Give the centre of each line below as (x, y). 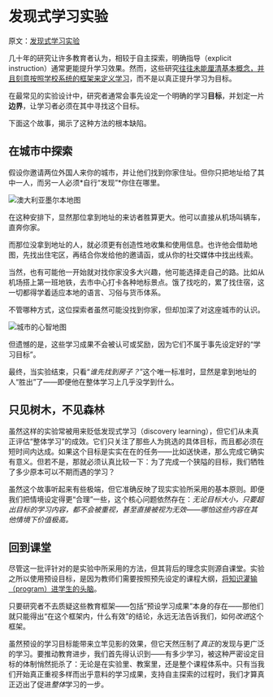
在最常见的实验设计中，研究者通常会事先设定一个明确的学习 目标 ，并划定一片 (136, 95)
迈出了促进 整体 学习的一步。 (61, 685)
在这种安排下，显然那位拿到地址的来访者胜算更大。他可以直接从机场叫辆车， (136, 217)
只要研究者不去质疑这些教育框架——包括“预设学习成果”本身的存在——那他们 (136, 606)
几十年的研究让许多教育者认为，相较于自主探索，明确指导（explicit (120, 58)
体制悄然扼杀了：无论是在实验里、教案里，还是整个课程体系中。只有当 (140, 664)
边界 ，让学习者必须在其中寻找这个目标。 (76, 106)
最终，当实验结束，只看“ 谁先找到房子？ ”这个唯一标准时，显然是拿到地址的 (133, 372)
